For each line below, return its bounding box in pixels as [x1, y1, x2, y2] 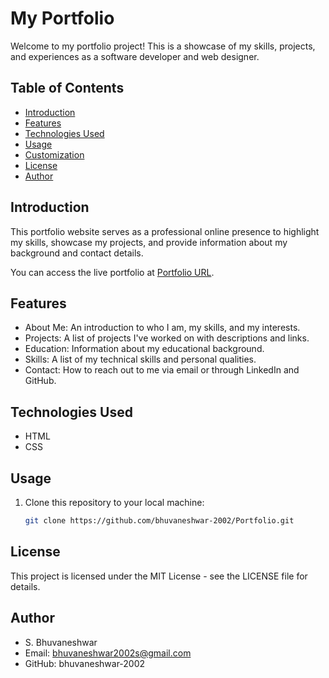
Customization [24, 148, 85, 161]
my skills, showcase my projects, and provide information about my [10, 236, 288, 248]
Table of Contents [10, 80, 125, 97]
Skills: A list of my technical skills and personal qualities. [24, 353, 257, 366]
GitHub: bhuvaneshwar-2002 [24, 657, 146, 669]
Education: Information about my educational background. [24, 343, 265, 355]
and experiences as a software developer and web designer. [10, 50, 260, 62]
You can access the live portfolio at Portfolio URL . [10, 266, 215, 278]
